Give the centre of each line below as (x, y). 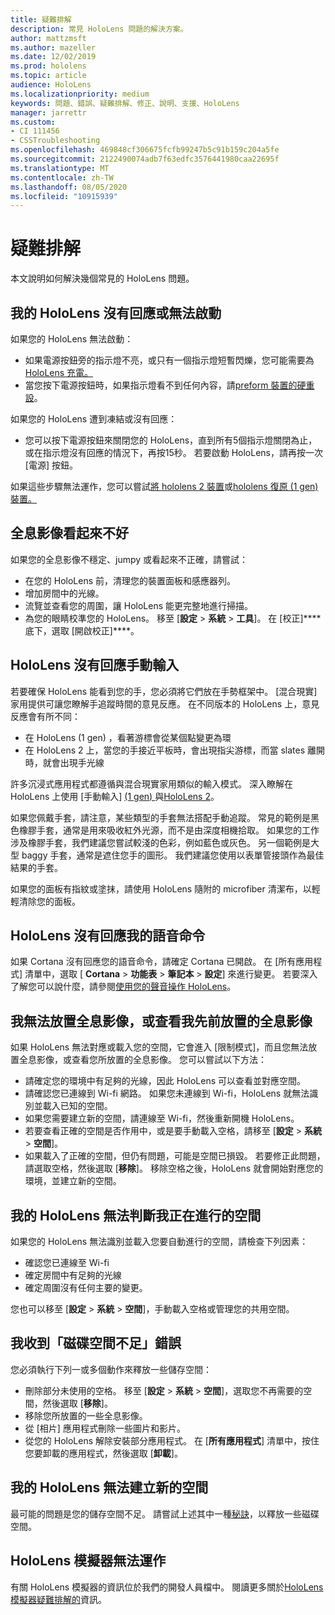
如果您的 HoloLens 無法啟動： (72, 339)
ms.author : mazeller (53, 47)
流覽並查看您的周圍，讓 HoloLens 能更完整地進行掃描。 (138, 605)
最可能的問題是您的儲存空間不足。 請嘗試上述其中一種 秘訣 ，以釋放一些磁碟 (165, 1513)
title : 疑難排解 (41, 19)
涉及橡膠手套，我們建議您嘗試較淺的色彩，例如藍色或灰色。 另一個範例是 (160, 842)
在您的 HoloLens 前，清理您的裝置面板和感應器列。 (130, 580)
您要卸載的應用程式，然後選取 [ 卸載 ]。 (103, 1453)
